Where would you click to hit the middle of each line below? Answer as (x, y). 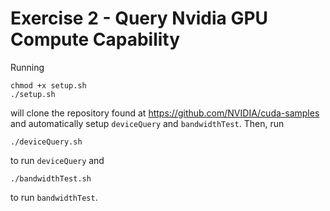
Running (27, 67)
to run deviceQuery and (57, 160)
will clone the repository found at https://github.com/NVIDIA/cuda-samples (165, 113)
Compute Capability (95, 39)
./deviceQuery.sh (46, 142)
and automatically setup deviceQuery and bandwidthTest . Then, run (147, 123)
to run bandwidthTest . (54, 197)
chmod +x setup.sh (48, 85)
